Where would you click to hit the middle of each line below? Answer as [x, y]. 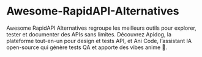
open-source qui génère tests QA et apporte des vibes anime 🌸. [87, 47]
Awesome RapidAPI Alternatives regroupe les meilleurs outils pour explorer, [102, 28]
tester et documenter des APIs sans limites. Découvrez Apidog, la [89, 34]
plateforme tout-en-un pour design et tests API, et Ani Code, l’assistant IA [99, 41]
